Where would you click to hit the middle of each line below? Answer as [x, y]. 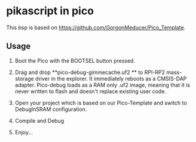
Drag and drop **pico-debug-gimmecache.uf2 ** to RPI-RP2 [90, 72]
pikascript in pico [50, 11]
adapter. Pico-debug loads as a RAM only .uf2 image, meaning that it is [102, 85]
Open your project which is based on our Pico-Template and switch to [101, 103]
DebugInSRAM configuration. [51, 109]
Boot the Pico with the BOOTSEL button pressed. [75, 60]
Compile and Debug [39, 121]
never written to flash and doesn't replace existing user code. [90, 91]
